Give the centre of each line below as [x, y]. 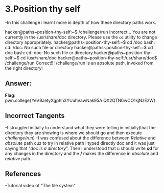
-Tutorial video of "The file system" [40, 186]
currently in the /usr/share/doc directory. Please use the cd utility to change [81, 37]
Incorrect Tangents [35, 116]
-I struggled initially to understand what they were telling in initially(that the [80, 127]
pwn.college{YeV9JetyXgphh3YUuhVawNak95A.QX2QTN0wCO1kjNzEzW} [80, 100]
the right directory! [24, 68]
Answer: [18, 84]
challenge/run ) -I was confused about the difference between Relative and [80, 138]
